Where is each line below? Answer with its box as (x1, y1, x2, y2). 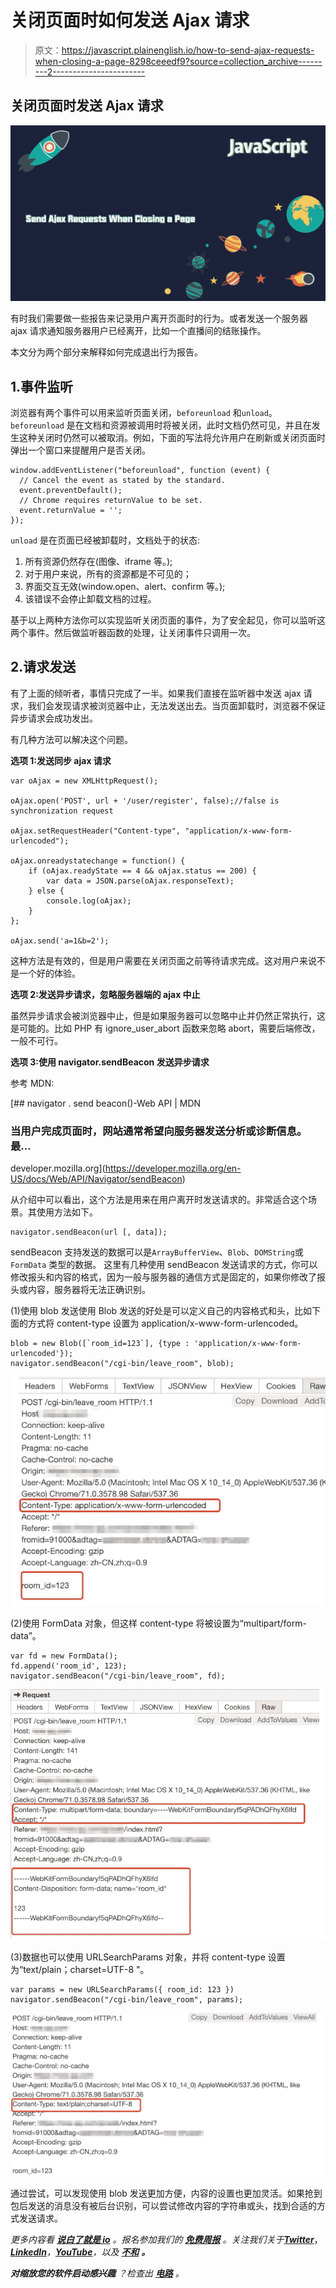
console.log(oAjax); (46, 896, 132, 906)
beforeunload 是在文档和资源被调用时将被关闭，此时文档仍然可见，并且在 (10, 419, 312, 431)
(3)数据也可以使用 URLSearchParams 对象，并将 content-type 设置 (10, 1951, 286, 1963)
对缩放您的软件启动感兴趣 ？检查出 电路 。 (10, 2267, 185, 2280)
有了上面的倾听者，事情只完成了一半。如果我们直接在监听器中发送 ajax (10, 687, 302, 699)
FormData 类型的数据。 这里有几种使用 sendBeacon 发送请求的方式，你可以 (10, 1259, 318, 1271)
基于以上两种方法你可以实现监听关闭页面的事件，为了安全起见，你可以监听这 (10, 614, 326, 626)
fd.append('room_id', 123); (10, 1661, 128, 1671)
